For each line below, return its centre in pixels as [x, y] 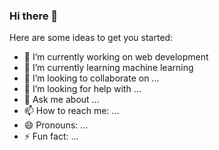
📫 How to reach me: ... [71, 111]
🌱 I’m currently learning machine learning [108, 68]
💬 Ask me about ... [61, 100]
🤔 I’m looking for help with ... [82, 89]
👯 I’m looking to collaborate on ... [91, 78]
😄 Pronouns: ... [56, 125]
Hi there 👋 [34, 16]
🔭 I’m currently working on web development [116, 57]
